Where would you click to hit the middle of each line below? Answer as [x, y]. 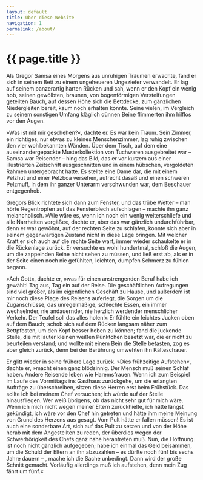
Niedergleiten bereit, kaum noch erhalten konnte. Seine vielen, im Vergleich [100, 108]
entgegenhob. [24, 191]
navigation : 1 [24, 23]
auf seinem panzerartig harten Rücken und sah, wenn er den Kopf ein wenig [101, 89]
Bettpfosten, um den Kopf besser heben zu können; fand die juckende [94, 331]
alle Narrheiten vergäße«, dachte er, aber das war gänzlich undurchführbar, [101, 222]
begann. [17, 267]
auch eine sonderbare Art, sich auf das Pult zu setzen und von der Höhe [96, 427]
